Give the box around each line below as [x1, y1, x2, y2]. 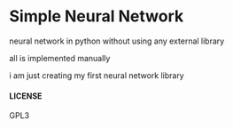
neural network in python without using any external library [9, 36, 225, 46]
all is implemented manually [9, 52, 111, 63]
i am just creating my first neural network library [9, 69, 184, 81]
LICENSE [9, 91, 43, 101]
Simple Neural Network [9, 6, 184, 27]
